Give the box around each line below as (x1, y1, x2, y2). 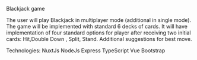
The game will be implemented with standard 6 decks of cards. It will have (6, 23, 188, 30)
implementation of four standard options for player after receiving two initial (6, 29, 191, 36)
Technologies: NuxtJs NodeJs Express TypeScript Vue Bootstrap (6, 47, 166, 54)
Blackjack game (6, 5, 45, 12)
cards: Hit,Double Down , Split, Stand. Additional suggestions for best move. (6, 36, 192, 42)
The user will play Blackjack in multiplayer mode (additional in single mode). (6, 17, 192, 23)
